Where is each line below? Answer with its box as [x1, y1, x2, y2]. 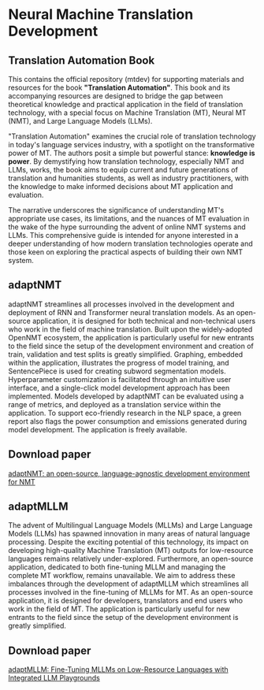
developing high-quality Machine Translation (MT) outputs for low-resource [8, 546, 254, 555]
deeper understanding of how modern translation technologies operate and [8, 239, 254, 248]
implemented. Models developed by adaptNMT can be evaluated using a [8, 391, 244, 401]
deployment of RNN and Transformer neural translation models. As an [8, 307, 235, 317]
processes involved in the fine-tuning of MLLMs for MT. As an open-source [8, 588, 254, 597]
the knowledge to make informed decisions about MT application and [8, 182, 234, 191]
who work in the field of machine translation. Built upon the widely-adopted [8, 325, 253, 334]
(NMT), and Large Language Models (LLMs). [8, 117, 153, 125]
